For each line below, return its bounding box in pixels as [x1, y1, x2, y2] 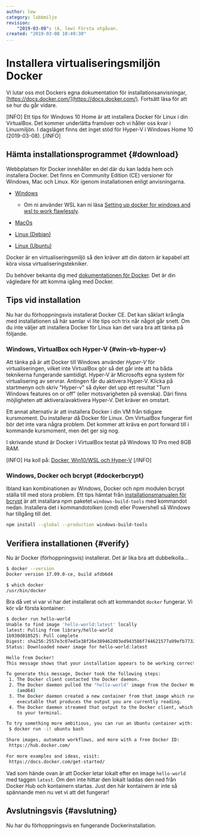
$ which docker [6, 582, 44, 588]
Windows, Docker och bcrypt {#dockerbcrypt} [6, 471, 144, 480]
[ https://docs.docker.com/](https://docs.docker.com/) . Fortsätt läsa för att [6, 95, 187, 103]
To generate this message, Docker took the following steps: [6, 671, 161, 677]
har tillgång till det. [6, 511, 52, 518]
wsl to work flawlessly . [23, 207, 80, 215]
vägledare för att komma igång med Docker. [6, 278, 114, 285]
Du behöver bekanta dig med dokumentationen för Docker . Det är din [6, 271, 176, 279]
